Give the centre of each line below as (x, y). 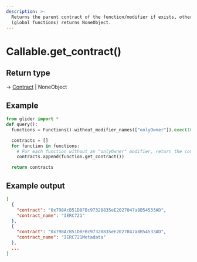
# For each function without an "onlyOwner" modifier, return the (99, 151)
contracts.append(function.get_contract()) (71, 157)
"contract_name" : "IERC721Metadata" (62, 237)
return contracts (33, 168)
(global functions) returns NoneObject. (61, 22)
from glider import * (33, 119)
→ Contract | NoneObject (37, 87)
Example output (36, 186)
